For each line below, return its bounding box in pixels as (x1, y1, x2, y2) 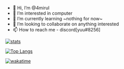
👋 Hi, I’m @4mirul (12, 5, 50, 11)
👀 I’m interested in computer (12, 10, 73, 16)
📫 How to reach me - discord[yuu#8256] (12, 27, 101, 32)
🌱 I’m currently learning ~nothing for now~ (12, 16, 103, 21)
